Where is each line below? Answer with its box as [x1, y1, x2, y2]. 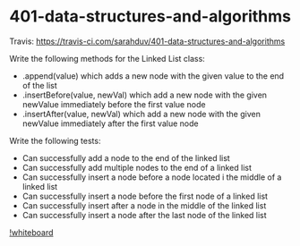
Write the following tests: [9, 135, 101, 146]
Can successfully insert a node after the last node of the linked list [21, 209, 267, 220]
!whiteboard [9, 226, 54, 238]
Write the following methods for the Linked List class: [9, 53, 206, 64]
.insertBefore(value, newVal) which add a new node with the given [21, 89, 267, 100]
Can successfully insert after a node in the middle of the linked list [21, 199, 267, 211]
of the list [21, 80, 58, 90]
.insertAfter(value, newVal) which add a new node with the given [21, 108, 261, 119]
